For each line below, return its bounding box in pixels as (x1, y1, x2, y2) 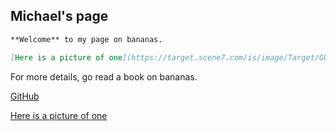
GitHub (10, 90, 40, 102)
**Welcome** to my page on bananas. (10, 34, 163, 44)
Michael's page (10, 8, 109, 25)
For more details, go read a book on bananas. (10, 70, 198, 83)
